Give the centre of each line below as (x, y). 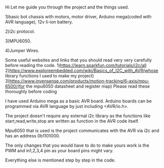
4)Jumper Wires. (22, 50)
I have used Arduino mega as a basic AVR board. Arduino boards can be (79, 101)
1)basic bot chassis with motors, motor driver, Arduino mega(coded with (78, 17)
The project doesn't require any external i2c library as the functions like (78, 116)
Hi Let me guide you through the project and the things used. (67, 7)
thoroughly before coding (31, 91)
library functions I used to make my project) (49, 76)
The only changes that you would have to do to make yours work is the (77, 145)
